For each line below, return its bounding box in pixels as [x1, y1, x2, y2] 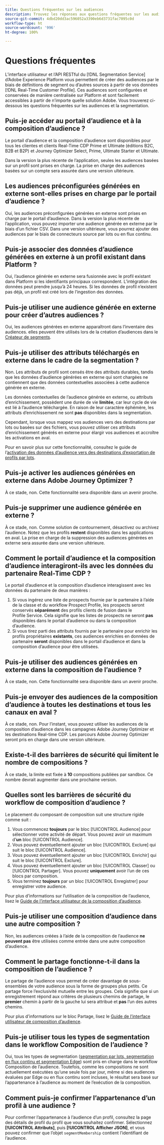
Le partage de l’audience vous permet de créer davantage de [5, 978, 128, 984]
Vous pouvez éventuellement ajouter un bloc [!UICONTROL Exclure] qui [12, 842, 156, 847]
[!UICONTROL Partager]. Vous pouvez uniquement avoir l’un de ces [12, 868, 149, 873]
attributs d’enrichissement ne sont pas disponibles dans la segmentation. [5, 410, 152, 415]
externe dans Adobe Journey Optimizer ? [5, 477, 133, 485]
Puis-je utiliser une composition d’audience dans [5, 912, 157, 920]
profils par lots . [5, 455, 36, 460]
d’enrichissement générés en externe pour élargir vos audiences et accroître [5, 430, 159, 435]
